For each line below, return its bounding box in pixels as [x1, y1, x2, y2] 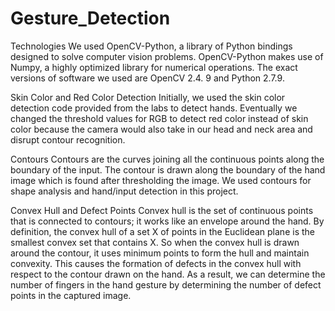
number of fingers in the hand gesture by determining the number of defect [10, 278, 322, 291]
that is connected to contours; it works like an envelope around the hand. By [10, 215, 325, 227]
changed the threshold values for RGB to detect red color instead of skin [10, 112, 309, 124]
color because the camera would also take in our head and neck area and [10, 123, 313, 135]
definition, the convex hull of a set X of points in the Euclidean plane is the [10, 225, 315, 237]
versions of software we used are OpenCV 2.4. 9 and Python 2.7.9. [10, 72, 285, 84]
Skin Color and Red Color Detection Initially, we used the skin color [10, 91, 286, 103]
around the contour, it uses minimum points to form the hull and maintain [10, 247, 310, 259]
